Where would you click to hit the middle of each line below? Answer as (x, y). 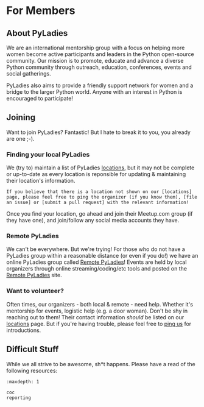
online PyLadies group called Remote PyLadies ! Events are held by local (97, 262)
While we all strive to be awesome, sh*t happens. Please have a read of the (101, 364)
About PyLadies (37, 33)
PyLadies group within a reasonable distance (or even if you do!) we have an (102, 256)
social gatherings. (29, 73)
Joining (21, 117)
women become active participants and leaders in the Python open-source (100, 54)
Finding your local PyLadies (48, 154)
